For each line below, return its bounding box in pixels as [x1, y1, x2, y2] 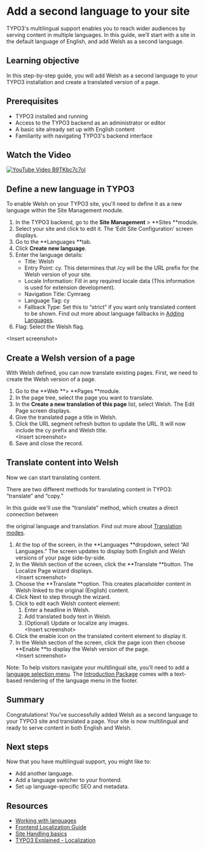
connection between [6, 510, 58, 518]
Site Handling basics [15, 830, 67, 838]
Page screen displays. [15, 407, 72, 414]
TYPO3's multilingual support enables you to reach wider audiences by [6, 25, 186, 32]
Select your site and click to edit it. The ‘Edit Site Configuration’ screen [15, 225, 193, 233]
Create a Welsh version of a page [6, 353, 135, 363]
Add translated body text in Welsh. [24, 612, 112, 620]
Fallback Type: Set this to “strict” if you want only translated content [24, 303, 196, 311]
